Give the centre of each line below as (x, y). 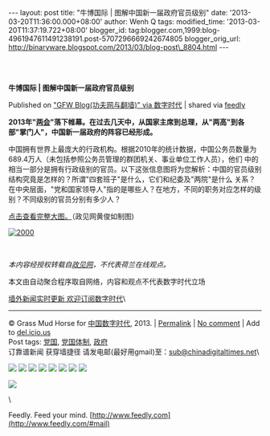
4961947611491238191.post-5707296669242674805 (96, 39)
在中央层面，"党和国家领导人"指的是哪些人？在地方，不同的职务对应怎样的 (131, 189)
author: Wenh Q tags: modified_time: (164, 22)
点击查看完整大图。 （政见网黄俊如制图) (72, 216)
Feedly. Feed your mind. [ (50, 415)
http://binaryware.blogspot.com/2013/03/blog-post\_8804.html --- (119, 47)
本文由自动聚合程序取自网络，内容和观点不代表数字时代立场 (107, 281)
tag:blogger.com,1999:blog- (174, 30)
